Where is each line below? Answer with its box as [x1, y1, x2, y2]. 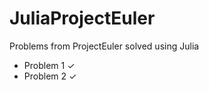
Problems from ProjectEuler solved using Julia [9, 40, 200, 52]
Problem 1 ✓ [23, 59, 76, 71]
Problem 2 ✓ [23, 70, 77, 82]
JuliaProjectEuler [9, 7, 156, 30]
